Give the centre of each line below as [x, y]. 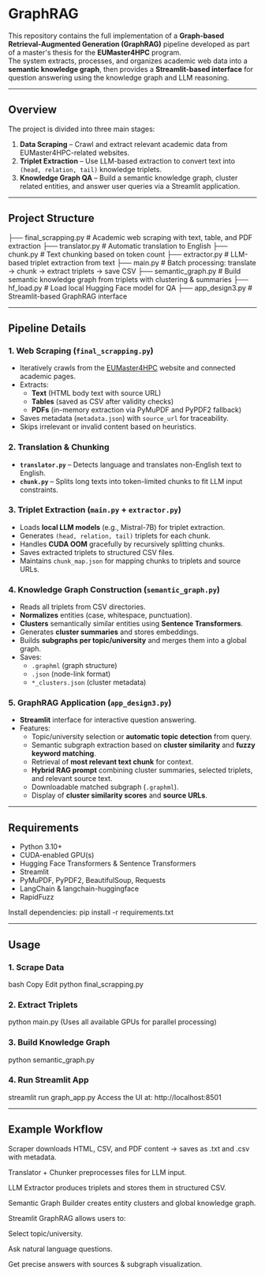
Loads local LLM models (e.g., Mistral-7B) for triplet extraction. [122, 527]
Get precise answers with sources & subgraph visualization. [105, 1264]
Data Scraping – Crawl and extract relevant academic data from [123, 144]
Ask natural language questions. [60, 1249]
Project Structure [51, 218]
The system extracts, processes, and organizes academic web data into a [128, 61]
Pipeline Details [47, 328]
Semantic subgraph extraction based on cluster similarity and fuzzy [143, 745]
